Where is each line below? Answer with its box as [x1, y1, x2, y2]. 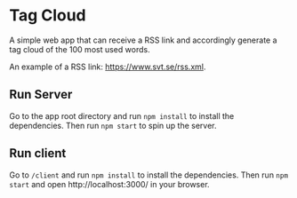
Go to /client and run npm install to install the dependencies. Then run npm [9, 170, 289, 180]
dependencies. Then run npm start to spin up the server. [9, 120, 217, 131]
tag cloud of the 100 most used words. [9, 44, 150, 54]
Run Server [9, 87, 73, 102]
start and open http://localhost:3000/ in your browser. [9, 178, 211, 189]
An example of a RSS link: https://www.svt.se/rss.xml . [9, 61, 206, 72]
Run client [9, 146, 67, 161]
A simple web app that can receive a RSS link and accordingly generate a [9, 35, 277, 45]
